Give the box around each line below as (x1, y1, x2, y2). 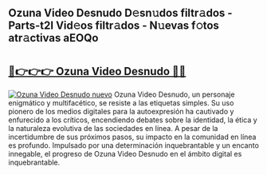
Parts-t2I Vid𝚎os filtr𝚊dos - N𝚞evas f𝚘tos (8, 19, 219, 33)
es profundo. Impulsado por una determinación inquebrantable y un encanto (8, 141, 259, 150)
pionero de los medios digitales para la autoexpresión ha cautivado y (8, 107, 234, 116)
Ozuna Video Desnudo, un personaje (114, 89, 235, 99)
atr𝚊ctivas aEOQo (8, 31, 99, 45)
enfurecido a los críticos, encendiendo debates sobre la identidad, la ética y (8, 115, 257, 125)
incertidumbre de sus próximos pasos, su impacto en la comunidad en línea (8, 132, 257, 141)
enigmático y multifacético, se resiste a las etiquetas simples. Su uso (8, 98, 234, 107)
